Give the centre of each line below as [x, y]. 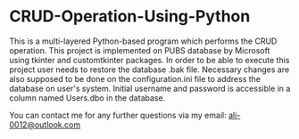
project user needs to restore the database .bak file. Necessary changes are [149, 69]
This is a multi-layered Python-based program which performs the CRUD [143, 41]
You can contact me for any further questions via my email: [118, 115]
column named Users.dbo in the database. [87, 98]
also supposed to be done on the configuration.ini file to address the [135, 78]
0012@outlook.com [45, 124]
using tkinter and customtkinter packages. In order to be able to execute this [149, 60]
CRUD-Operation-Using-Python [130, 16]
